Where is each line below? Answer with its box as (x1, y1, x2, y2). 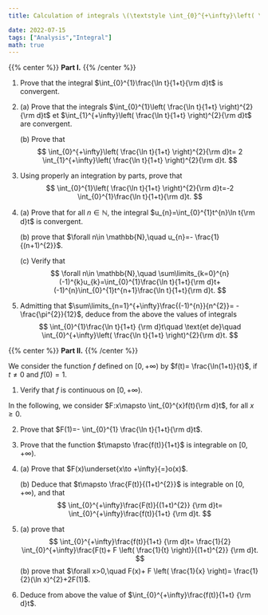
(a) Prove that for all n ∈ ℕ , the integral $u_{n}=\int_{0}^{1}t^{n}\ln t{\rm (19, 208, 255, 218)
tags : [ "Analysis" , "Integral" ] (8, 34, 112, 41)
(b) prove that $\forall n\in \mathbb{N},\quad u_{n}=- (19, 232, 194, 242)
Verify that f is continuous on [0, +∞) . (19, 385, 144, 395)
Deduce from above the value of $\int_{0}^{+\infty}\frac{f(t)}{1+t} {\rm (19, 590, 251, 600)
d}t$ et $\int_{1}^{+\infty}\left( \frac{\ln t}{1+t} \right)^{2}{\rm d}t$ (36, 111, 253, 120)
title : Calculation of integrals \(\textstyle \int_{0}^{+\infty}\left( (8, 11, 255, 20)
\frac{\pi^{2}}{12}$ (19, 309, 82, 319)
